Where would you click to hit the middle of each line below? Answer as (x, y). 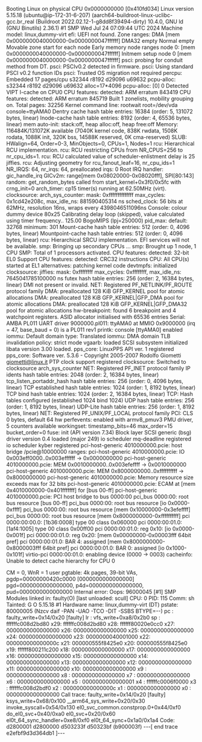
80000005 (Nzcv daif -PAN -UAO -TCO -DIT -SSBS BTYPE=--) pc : (90, 611)
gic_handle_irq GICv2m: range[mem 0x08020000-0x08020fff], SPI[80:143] (100, 176)
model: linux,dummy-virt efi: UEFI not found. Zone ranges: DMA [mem (93, 34)
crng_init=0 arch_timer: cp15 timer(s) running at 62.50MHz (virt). (87, 189)
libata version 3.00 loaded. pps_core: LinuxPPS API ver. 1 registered (90, 349)
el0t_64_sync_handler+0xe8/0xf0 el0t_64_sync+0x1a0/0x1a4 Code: (90, 720)
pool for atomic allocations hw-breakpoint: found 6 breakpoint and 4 (91, 310)
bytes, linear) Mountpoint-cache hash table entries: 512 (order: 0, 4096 (94, 233)
